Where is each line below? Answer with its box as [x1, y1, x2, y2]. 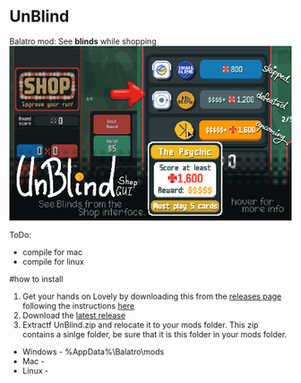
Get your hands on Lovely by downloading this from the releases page [21, 291, 282, 302]
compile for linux [21, 256, 85, 267]
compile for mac [21, 246, 83, 257]
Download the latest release [21, 310, 126, 320]
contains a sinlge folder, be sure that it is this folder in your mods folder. [21, 328, 288, 339]
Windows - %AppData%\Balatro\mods [21, 346, 165, 357]
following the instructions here [21, 300, 135, 311]
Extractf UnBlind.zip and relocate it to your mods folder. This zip [21, 319, 259, 330]
